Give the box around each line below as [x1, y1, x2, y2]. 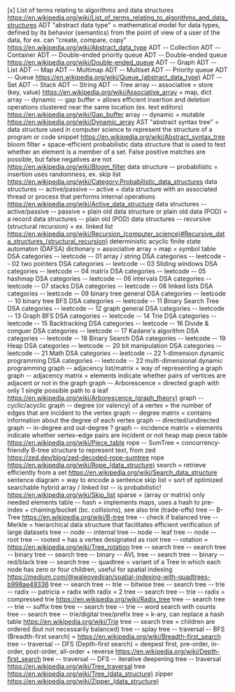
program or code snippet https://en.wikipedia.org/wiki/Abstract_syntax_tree [7, 133, 225, 141]
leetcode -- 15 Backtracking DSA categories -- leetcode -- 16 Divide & [7, 319, 209, 327]
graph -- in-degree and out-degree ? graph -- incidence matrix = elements [7, 424, 222, 432]
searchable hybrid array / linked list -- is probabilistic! [7, 484, 162, 491]
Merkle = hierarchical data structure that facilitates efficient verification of [7, 521, 220, 528]
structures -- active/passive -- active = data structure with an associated [7, 185, 218, 193]
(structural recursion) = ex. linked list [7, 222, 113, 230]
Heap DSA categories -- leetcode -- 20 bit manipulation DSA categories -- [7, 342, 222, 350]
